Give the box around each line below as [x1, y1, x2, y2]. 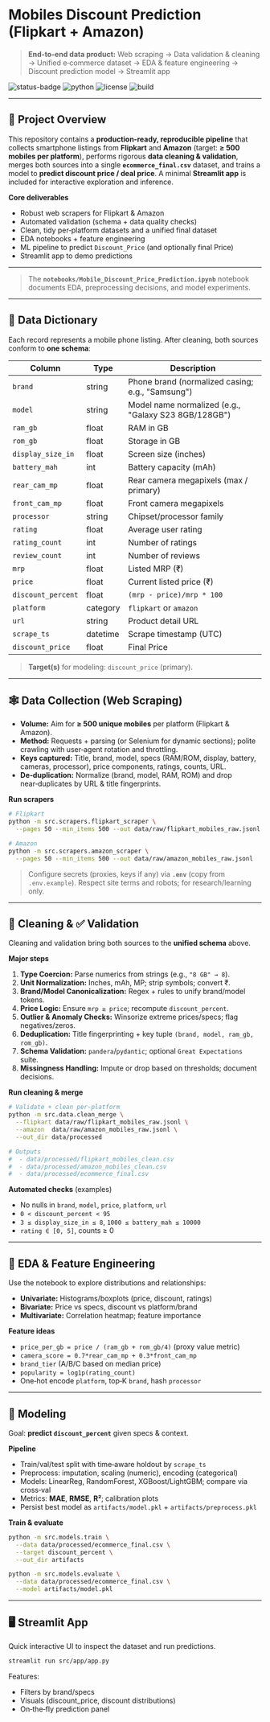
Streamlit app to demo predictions [19, 251, 133, 261]
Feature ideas [8, 1326, 55, 1336]
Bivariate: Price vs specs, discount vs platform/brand [19, 1302, 198, 1312]
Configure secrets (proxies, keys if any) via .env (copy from [27, 869, 225, 878]
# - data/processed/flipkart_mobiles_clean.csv [8, 1155, 174, 1163]
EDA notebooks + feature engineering [19, 233, 145, 243]
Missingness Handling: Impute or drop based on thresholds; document [19, 1063, 257, 1073]
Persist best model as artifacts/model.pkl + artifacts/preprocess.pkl [19, 1502, 257, 1511]
